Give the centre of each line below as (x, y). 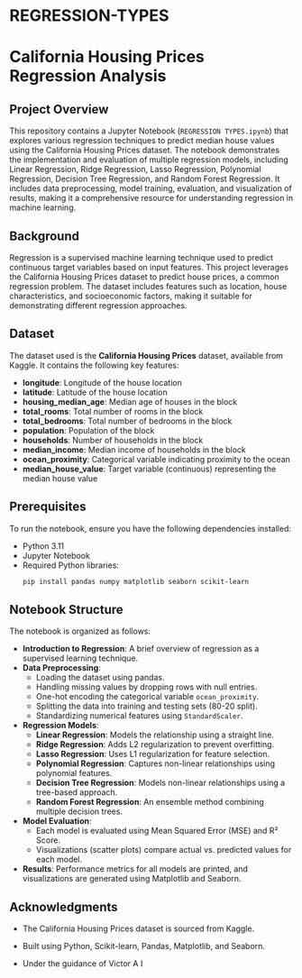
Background (44, 236)
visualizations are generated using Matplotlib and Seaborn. (132, 879)
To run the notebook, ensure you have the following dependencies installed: (150, 528)
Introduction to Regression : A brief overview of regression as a (141, 649)
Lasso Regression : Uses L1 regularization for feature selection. (153, 754)
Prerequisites (48, 507)
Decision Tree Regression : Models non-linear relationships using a (160, 783)
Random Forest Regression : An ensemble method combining (150, 802)
